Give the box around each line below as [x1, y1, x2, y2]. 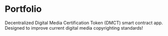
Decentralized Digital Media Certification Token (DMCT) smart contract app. [5, 20, 163, 26]
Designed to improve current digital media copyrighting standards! [5, 25, 143, 31]
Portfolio [5, 3, 42, 15]
